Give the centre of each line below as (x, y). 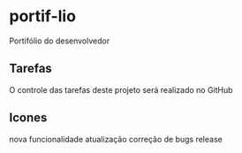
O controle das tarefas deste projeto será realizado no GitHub (121, 89)
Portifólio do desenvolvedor (60, 41)
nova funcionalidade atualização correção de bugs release (116, 139)
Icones (28, 118)
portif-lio (43, 16)
